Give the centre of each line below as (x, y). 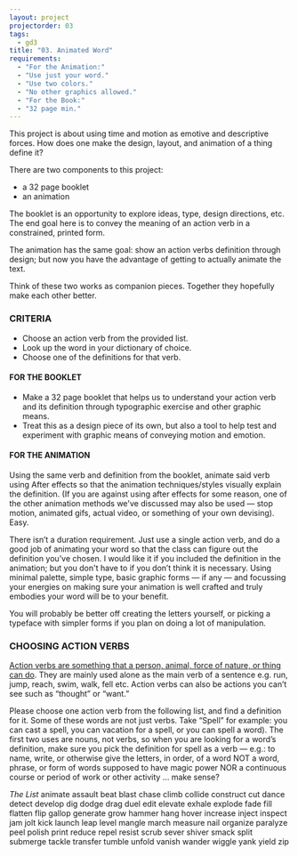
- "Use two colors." (55, 84)
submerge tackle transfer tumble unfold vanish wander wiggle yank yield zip (149, 842)
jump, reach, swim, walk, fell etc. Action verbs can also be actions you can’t (148, 684)
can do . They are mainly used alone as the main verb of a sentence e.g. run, (149, 675)
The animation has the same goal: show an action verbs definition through (145, 250)
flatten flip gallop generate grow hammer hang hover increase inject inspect (148, 813)
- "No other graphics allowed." (77, 92)
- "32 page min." (49, 109)
